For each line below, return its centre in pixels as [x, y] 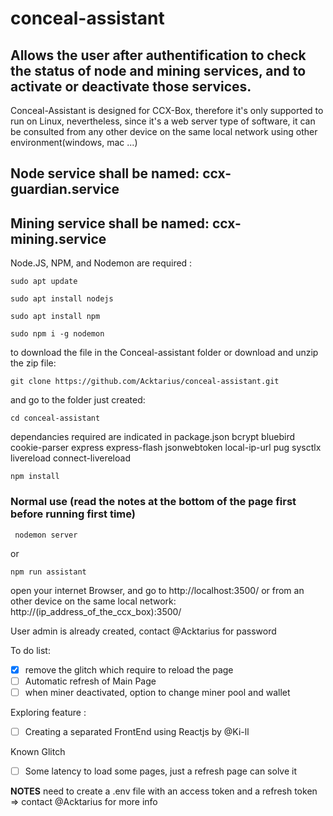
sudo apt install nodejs [62, 299]
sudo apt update [44, 282]
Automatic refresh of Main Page [90, 681]
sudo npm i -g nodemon [57, 334]
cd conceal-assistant [55, 418]
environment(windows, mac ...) [74, 142]
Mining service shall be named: [110, 223]
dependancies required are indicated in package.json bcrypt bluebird [153, 437]
